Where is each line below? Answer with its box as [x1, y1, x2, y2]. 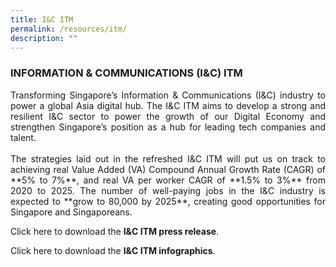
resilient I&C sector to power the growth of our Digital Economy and [10, 110, 326, 122]
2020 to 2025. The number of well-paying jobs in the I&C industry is [10, 184, 326, 196]
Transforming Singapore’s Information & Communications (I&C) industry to [10, 89, 326, 101]
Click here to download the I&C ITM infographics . [10, 244, 216, 256]
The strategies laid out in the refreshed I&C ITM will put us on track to [10, 152, 326, 165]
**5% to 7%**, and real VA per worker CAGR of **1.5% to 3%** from [10, 174, 326, 186]
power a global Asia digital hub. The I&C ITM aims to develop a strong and [10, 99, 326, 111]
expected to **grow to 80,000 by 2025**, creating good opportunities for [10, 195, 326, 207]
